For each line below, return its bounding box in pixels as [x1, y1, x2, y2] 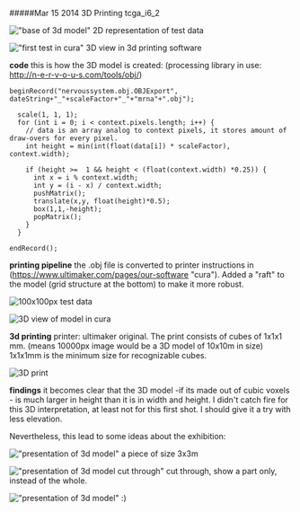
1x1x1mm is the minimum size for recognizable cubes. [9, 350, 207, 360]
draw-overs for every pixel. [9, 134, 119, 143]
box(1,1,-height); [32, 205, 102, 214]
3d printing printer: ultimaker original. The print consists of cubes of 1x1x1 [9, 331, 283, 341]
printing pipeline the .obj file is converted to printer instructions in [9, 260, 254, 270]
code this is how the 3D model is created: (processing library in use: [9, 60, 262, 70]
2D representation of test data [93, 25, 204, 35]
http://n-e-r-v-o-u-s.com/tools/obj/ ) [9, 69, 143, 80]
